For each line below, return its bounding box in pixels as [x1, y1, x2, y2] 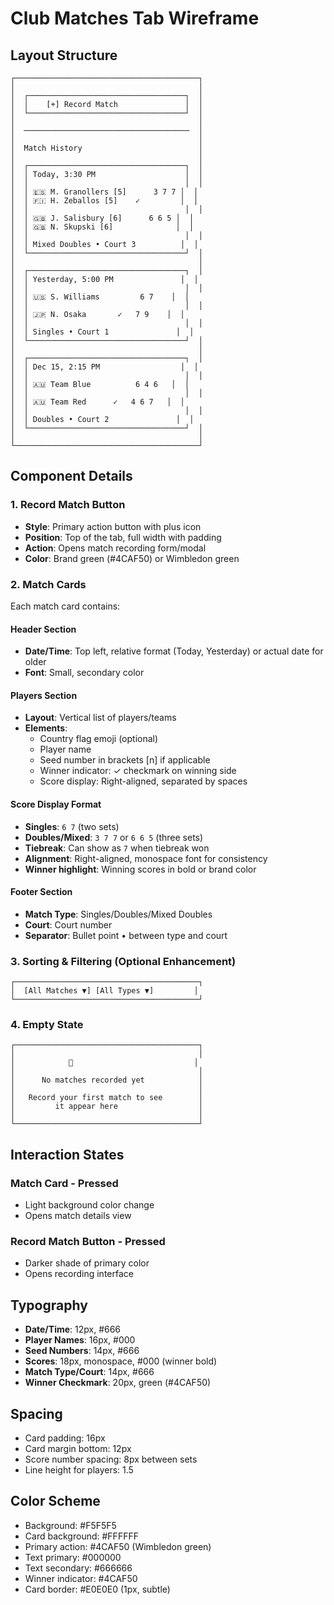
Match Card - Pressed [10, 1176, 119, 1190]
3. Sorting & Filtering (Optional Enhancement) [10, 954, 237, 968]
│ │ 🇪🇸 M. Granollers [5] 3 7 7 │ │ [10, 187, 199, 197]
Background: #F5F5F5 [24, 1519, 117, 1531]
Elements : [24, 722, 68, 734]
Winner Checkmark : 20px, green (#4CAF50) [24, 1377, 212, 1389]
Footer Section [10, 886, 73, 898]
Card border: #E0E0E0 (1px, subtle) [24, 1583, 171, 1595]
